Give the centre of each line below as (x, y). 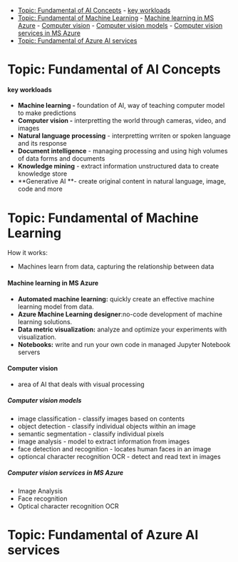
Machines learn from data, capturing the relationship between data (116, 266)
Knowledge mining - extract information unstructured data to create (118, 166)
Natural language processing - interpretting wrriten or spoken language (124, 136)
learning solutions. (45, 321)
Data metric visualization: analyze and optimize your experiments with (122, 329)
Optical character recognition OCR (68, 506)
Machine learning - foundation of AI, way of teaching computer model (121, 106)
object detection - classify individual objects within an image (107, 426)
